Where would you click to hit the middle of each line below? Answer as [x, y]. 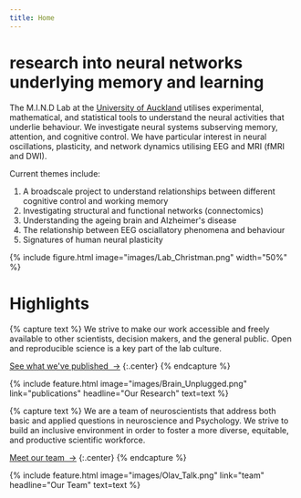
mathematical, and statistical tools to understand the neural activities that [147, 117]
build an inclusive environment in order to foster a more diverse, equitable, [149, 430]
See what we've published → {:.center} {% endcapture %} [120, 366]
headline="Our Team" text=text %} [75, 484]
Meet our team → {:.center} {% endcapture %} [98, 457]
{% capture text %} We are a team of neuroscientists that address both [143, 411]
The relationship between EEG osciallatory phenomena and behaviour [154, 229]
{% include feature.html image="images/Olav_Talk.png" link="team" [137, 475]
